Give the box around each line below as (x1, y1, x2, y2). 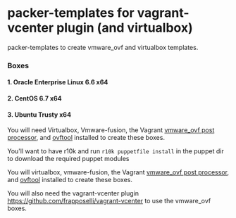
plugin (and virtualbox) (56, 20, 194, 36)
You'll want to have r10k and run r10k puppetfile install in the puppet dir (7, 147, 224, 155)
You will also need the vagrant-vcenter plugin (7, 189, 139, 198)
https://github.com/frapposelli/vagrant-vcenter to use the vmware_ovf (7, 197, 211, 205)
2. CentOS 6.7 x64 (7, 94, 62, 103)
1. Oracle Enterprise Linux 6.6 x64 (7, 78, 108, 86)
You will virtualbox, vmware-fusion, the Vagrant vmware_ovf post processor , (7, 168, 229, 177)
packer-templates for (7, 5, 135, 21)
